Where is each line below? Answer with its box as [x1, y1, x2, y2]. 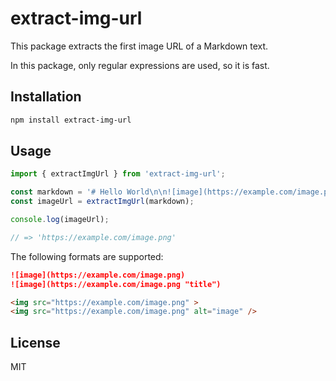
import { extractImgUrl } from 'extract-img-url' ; [10, 169, 226, 179]
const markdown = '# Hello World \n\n [10, 187, 168, 197]
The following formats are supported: [10, 250, 164, 262]
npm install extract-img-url [10, 115, 132, 125]
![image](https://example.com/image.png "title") [10, 279, 222, 289]
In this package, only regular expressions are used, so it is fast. [10, 59, 270, 71]
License [10, 334, 61, 351]
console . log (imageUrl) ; [10, 215, 110, 225]
